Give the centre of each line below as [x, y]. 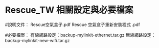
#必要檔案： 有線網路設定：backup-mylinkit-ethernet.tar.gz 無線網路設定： [80, 35]
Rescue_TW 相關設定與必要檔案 [69, 10]
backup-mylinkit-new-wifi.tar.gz [37, 40]
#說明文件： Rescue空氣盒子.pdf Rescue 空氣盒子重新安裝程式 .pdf [73, 24]
